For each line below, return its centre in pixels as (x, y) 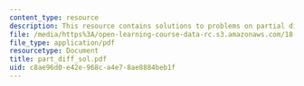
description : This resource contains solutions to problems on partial (147, 26)
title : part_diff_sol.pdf (58, 59)
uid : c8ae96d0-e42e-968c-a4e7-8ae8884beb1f (93, 68)
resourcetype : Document (54, 51)
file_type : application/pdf (62, 43)
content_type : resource (54, 17)
